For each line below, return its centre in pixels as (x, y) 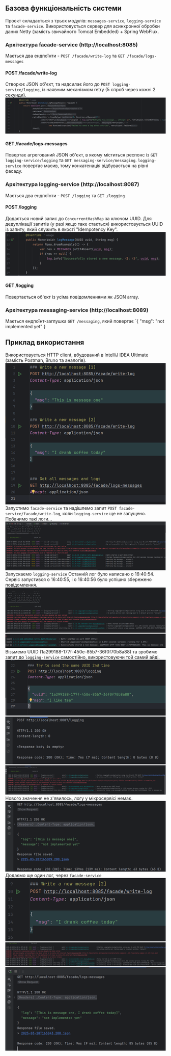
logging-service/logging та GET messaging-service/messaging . (71, 161)
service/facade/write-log (33, 514)
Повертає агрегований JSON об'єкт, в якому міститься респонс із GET (81, 155)
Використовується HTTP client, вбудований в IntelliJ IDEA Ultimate (77, 355)
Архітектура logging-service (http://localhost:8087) (72, 184)
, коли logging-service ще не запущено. (103, 514)
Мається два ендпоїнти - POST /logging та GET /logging (65, 195)
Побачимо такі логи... (29, 519)
